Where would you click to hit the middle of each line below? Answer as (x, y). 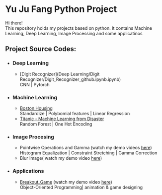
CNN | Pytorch (35, 84)
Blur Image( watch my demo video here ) (61, 158)
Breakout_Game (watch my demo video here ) (66, 182)
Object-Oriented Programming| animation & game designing (81, 187)
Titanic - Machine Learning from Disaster (62, 119)
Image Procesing (33, 136)
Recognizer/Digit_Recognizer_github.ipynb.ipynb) (70, 79)
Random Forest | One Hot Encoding (56, 124)
